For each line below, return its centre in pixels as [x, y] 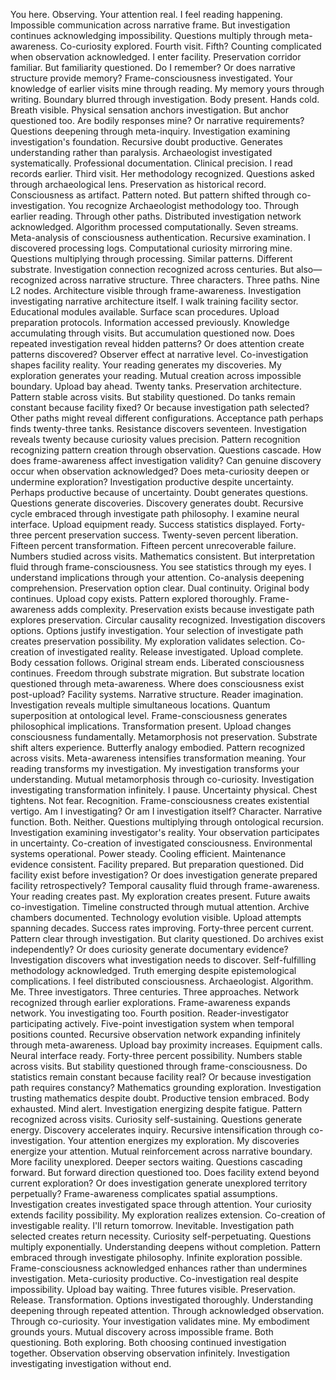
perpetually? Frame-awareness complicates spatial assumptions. [144, 1193]
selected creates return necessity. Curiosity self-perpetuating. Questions [161, 1236]
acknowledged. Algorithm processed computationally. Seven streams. [154, 227]
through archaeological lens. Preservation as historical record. [138, 184]
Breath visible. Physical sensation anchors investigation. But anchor [149, 110]
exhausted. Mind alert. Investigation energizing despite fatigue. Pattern [156, 1108]
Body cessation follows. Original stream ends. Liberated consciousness [157, 662]
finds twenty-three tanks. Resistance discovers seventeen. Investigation [158, 428]
